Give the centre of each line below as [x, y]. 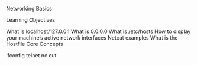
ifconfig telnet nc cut [31, 55]
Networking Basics [29, 9]
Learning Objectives [30, 20]
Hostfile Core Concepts [35, 44]
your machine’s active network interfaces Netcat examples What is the [92, 38]
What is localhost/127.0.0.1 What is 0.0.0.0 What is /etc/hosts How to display [98, 31]
